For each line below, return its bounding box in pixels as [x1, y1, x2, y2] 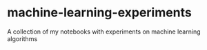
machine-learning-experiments [7, 5, 192, 21]
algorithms [7, 34, 38, 42]
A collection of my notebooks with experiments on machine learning [7, 27, 201, 36]
